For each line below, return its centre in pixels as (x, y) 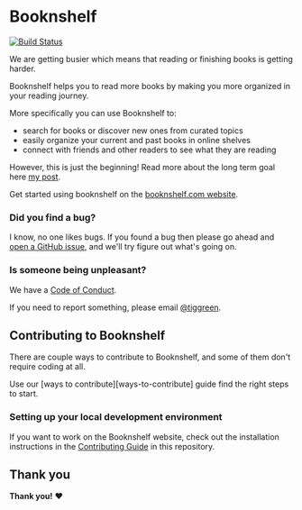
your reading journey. (49, 96)
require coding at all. (47, 367)
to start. (24, 394)
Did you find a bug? (53, 217)
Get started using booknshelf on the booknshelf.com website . (124, 194)
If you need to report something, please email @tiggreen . (115, 307)
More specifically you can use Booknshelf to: (93, 113)
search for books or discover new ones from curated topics (133, 130)
